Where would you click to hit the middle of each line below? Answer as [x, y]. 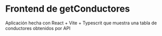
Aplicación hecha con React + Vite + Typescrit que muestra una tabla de [81, 23]
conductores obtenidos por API [38, 28]
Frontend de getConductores [68, 9]
